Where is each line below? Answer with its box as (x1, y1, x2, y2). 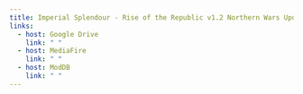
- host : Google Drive (17, 30, 99, 38)
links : (9, 21, 34, 30)
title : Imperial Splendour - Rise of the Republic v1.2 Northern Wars (9, 13, 280, 22)
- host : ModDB (17, 64, 70, 73)
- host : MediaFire (17, 47, 87, 56)
